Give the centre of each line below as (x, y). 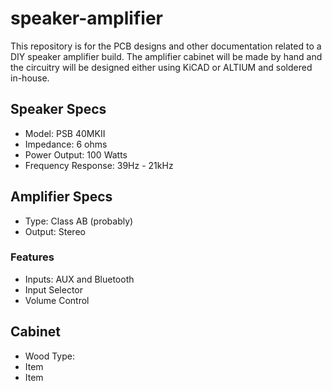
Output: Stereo (55, 231)
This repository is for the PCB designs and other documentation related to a (166, 46)
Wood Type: (49, 356)
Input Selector (53, 289)
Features (32, 257)
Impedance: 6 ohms (66, 144)
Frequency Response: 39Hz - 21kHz (99, 165)
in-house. (30, 78)
